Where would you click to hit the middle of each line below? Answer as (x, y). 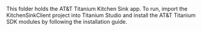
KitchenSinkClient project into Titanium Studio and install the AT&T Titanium (101, 15)
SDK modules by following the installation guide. (67, 22)
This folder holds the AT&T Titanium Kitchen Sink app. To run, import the (97, 9)
